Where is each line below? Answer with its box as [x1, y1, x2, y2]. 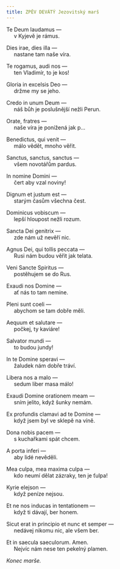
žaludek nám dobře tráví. [13, 361, 77, 369]
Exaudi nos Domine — [6, 282, 62, 289]
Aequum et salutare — [6, 319, 63, 326]
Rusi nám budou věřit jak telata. [13, 252, 93, 259]
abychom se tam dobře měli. [13, 306, 85, 314]
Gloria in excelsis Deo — [6, 81, 68, 88]
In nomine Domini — [6, 172, 57, 179]
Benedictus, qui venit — [6, 136, 66, 143]
